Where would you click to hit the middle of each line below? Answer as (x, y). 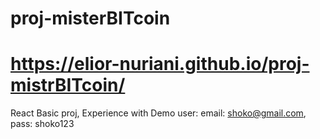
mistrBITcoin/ (68, 85)
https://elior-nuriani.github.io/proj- (160, 64)
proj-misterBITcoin (90, 18)
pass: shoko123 (42, 124)
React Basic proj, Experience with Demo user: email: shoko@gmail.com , (158, 113)
